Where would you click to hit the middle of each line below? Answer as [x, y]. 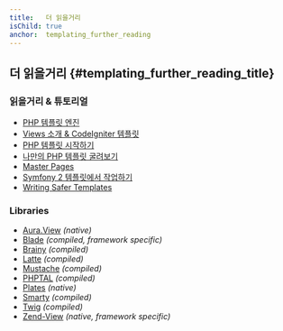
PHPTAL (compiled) [59, 278]
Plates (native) [49, 288]
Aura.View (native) [57, 230]
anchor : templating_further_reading [80, 34]
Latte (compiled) [53, 259]
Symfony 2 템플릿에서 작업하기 [78, 178]
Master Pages [48, 167]
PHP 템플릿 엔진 [51, 123]
